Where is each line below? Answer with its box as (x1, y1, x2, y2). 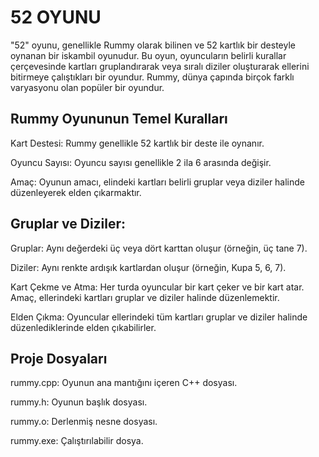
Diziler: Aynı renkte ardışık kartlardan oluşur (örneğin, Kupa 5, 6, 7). (10, 261, 287, 273)
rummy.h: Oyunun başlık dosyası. (10, 396, 148, 408)
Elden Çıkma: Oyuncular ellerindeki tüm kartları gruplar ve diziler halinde (10, 311, 308, 323)
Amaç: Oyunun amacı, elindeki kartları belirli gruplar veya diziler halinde (10, 176, 306, 188)
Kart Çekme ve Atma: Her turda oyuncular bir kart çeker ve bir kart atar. (10, 281, 305, 293)
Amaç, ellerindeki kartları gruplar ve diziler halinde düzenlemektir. (10, 291, 280, 303)
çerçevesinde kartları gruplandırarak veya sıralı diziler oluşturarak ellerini (10, 60, 310, 72)
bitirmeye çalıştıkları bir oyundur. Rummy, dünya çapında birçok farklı (10, 71, 295, 83)
